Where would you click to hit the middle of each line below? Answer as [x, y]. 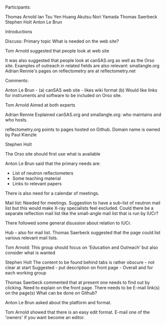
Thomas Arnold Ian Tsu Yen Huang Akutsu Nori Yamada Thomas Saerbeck [81, 17]
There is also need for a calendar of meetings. [52, 193]
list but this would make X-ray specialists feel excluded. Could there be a [79, 208]
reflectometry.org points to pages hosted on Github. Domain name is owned [83, 129]
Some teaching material [36, 178]
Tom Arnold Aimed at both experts [40, 105]
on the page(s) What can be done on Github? [51, 293]
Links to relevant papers [37, 184]
